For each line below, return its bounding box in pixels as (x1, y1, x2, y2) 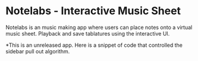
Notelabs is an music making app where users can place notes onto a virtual (5, 24, 193, 31)
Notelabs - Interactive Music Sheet (5, 4, 181, 18)
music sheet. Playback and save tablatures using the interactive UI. (5, 30, 170, 37)
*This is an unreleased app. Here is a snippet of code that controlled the (5, 41, 183, 49)
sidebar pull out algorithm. (5, 47, 70, 54)
